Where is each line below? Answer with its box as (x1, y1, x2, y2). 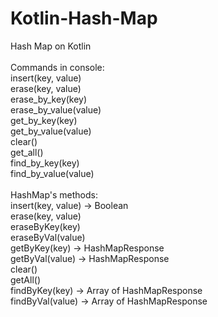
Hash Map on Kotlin (10, 40, 92, 52)
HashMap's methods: (10, 188, 99, 201)
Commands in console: (10, 61, 105, 73)
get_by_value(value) (10, 125, 92, 137)
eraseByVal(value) (10, 231, 86, 243)
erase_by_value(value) (10, 103, 102, 116)
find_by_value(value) (10, 167, 95, 179)
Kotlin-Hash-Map (10, 7, 158, 30)
